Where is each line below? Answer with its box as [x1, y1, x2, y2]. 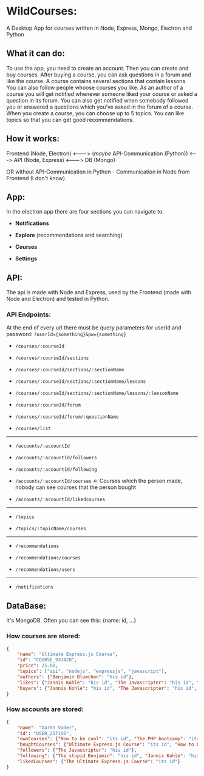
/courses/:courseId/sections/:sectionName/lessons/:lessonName [15, 390, 179, 397]
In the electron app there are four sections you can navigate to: [6, 208, 164, 215]
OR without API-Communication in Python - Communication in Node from [6, 168, 190, 175]
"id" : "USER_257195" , [17, 730, 72, 737]
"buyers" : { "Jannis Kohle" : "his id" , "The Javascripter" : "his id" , [17, 685, 197, 691]
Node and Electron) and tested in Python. [6, 295, 110, 303]
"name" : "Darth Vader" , [17, 724, 78, 730]
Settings [15, 255, 38, 262]
